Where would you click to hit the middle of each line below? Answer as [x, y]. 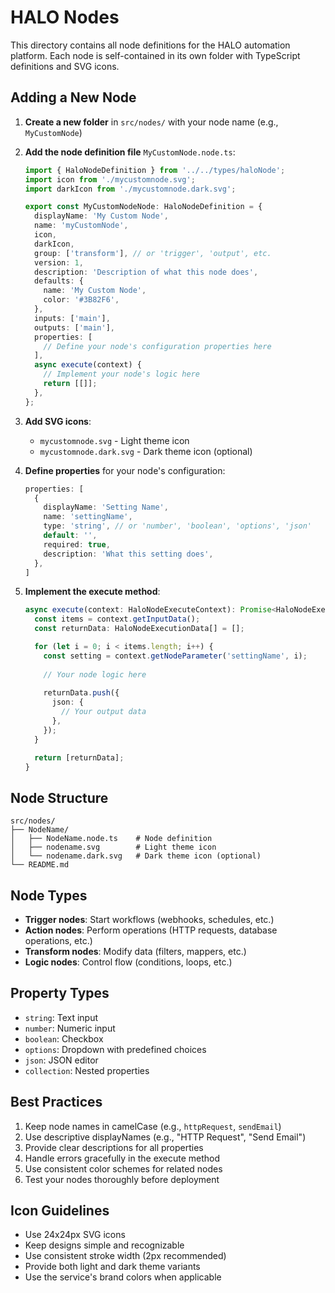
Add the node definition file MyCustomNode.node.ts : [130, 152]
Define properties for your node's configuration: [125, 470]
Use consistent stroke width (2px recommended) [125, 1256]
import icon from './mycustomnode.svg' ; [110, 179]
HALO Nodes [65, 17]
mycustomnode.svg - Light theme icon [114, 440]
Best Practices [56, 1102]
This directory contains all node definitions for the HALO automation [150, 45]
